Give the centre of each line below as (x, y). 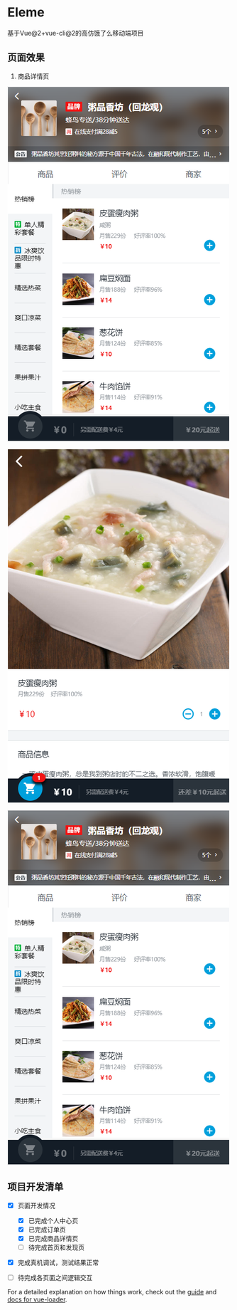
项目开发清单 (35, 1187)
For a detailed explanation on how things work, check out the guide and (112, 1292)
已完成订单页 (47, 1230)
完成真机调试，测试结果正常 (58, 1262)
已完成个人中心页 (53, 1220)
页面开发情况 (36, 1205)
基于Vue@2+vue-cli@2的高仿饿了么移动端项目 (76, 33)
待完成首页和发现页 (56, 1247)
